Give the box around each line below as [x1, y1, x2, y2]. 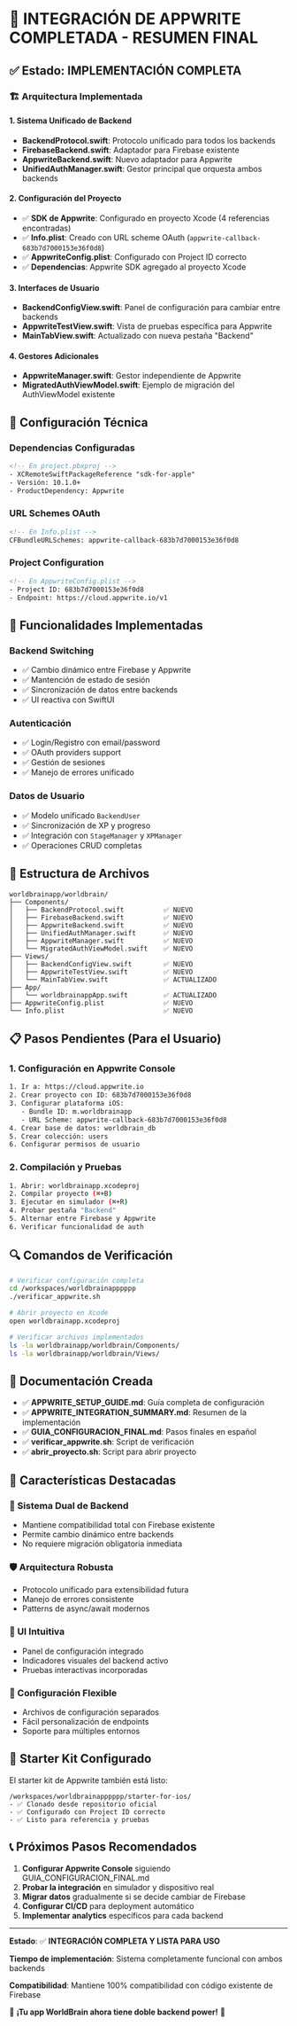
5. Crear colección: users [9, 1131, 109, 1141]
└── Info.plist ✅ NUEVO [9, 1006, 194, 1015]
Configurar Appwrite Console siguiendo [21, 1863, 171, 1873]
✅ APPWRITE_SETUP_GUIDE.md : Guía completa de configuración [21, 1397, 265, 1408]
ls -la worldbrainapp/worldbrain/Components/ [9, 1341, 179, 1349]
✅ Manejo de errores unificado [21, 767, 135, 778]
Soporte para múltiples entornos [21, 1725, 141, 1736]
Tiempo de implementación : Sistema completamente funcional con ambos [9, 1953, 283, 1964]
